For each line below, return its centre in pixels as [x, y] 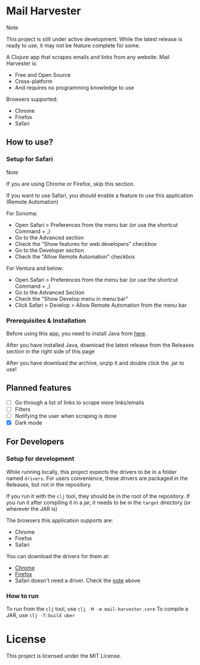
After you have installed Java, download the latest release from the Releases [100, 345]
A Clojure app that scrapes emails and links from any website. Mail [88, 57]
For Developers [35, 442]
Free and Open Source [43, 75]
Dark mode [29, 423]
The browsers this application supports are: [60, 520]
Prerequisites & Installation [46, 321]
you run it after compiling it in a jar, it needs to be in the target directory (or [99, 502]
